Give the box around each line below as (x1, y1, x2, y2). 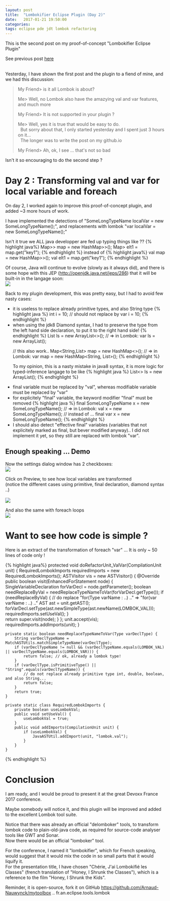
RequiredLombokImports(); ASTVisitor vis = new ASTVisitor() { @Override (5, 573, 160, 579)
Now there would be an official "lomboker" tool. (5, 837, 105, 843)
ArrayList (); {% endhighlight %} (12, 374, 79, 380)
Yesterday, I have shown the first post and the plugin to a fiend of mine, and (5, 71, 163, 77)
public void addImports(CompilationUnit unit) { (14, 725, 119, 730)
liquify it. (5, 858, 24, 864)
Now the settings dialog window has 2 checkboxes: (5, 461, 113, 467)
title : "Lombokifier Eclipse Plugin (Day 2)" (5, 12, 106, 17)
